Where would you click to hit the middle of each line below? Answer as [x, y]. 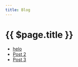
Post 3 [19, 59]
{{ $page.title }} [39, 35]
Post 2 [19, 54]
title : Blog [18, 10]
